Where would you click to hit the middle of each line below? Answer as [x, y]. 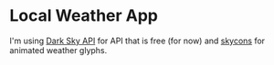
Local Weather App [84, 16]
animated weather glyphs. [58, 50]
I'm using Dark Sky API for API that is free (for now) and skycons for [137, 41]
